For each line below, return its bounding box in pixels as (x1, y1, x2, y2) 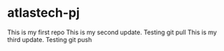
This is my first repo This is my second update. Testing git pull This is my (7, 28, 217, 36)
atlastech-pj (7, 5, 80, 21)
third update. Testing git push (7, 35, 92, 43)
